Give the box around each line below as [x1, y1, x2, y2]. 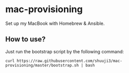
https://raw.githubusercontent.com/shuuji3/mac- [16, 58, 123, 63]
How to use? [5, 35, 46, 44]
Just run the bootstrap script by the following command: [5, 48, 124, 54]
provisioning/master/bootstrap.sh [5, 62, 79, 68]
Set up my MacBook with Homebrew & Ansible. [5, 20, 105, 26]
